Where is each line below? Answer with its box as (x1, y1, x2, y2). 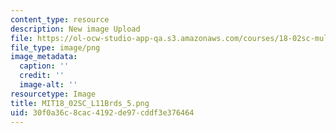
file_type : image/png (10, 42, 101, 53)
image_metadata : (10, 52, 78, 62)
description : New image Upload (10, 24, 141, 34)
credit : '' (19, 71, 65, 81)
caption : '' (19, 61, 70, 71)
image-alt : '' (19, 80, 78, 90)
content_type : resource (10, 14, 110, 25)
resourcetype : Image (10, 89, 97, 99)
